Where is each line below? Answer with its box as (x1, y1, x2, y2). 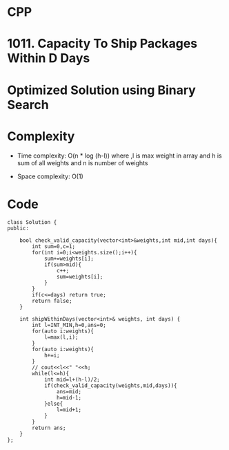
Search (7, 97, 50, 113)
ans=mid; (56, 388, 81, 395)
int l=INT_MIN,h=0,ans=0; (32, 322, 107, 329)
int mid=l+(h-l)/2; (43, 376, 100, 384)
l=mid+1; (56, 406, 81, 413)
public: (7, 225, 30, 232)
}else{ (43, 400, 63, 408)
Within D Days (7, 50, 90, 66)
